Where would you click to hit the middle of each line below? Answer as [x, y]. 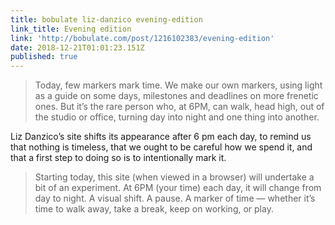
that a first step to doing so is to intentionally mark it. [118, 158]
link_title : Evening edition [71, 29]
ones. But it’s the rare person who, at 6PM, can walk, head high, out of [179, 107]
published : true [44, 57]
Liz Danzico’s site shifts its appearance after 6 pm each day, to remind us [161, 137]
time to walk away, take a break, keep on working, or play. [154, 209]
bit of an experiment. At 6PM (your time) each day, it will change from [178, 188]
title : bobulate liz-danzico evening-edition [106, 19]
